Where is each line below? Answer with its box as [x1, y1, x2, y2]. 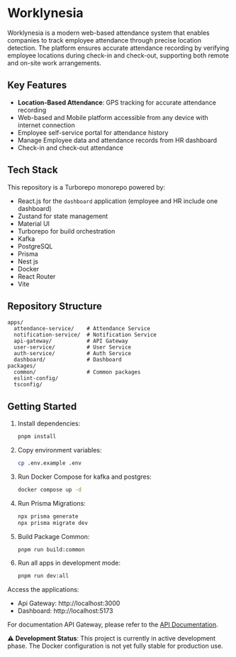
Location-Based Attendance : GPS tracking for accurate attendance [17, 98, 216, 107]
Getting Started [7, 400, 77, 413]
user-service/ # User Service [13, 344, 132, 351]
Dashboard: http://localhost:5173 [17, 607, 113, 615]
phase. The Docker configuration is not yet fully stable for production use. [7, 641, 223, 651]
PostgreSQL [17, 241, 53, 250]
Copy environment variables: [17, 446, 102, 455]
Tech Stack [7, 164, 58, 176]
